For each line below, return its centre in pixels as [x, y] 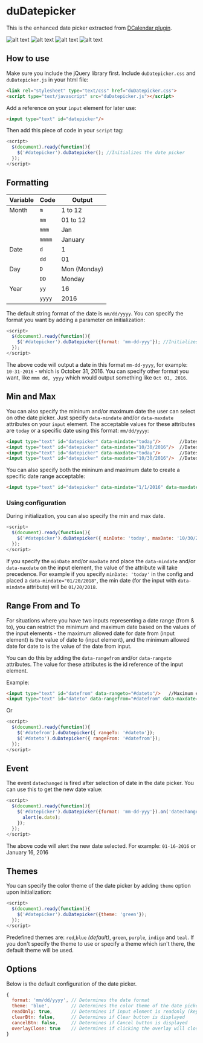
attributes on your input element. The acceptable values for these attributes [101, 424]
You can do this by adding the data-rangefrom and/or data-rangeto [89, 657]
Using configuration [36, 503]
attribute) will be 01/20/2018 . [62, 587]
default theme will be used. [40, 950]
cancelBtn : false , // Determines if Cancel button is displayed [100, 1022]
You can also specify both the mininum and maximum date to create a [93, 470]
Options [22, 969]
